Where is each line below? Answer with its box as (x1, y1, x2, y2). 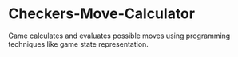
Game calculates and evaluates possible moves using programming (8, 31, 231, 40)
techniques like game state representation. (8, 39, 149, 48)
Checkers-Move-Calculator (8, 5, 196, 23)
